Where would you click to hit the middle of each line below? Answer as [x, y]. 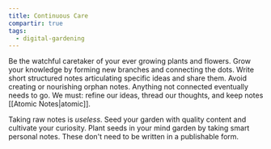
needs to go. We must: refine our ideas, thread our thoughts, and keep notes [136, 95]
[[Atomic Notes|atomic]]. [50, 104]
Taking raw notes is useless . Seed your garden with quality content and [127, 120]
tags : [17, 31]
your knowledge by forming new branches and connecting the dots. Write [131, 70]
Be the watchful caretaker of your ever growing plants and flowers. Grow [130, 61]
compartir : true [36, 23]
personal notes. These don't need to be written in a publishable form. [124, 137]
